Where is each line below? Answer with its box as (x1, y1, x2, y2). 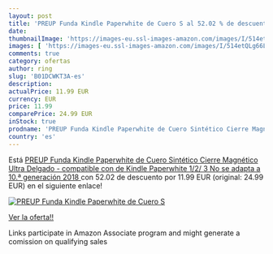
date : (8, 27, 27, 35)
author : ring (8, 65, 53, 73)
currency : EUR (8, 95, 57, 103)
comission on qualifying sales (8, 236, 108, 246)
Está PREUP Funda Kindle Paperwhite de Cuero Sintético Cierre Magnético (8, 155, 258, 165)
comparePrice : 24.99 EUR (8, 110, 93, 118)
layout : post (8, 11, 53, 20)
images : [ (8, 42, 42, 50)
